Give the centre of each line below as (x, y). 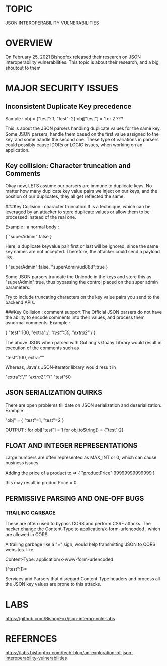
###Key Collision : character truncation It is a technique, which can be (78, 206)
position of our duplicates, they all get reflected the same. (65, 196)
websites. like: (20, 549)
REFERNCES (31, 639)
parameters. (18, 287)
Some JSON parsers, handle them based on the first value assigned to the (82, 134)
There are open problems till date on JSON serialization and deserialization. (83, 405)
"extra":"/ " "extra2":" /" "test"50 (38, 377)
